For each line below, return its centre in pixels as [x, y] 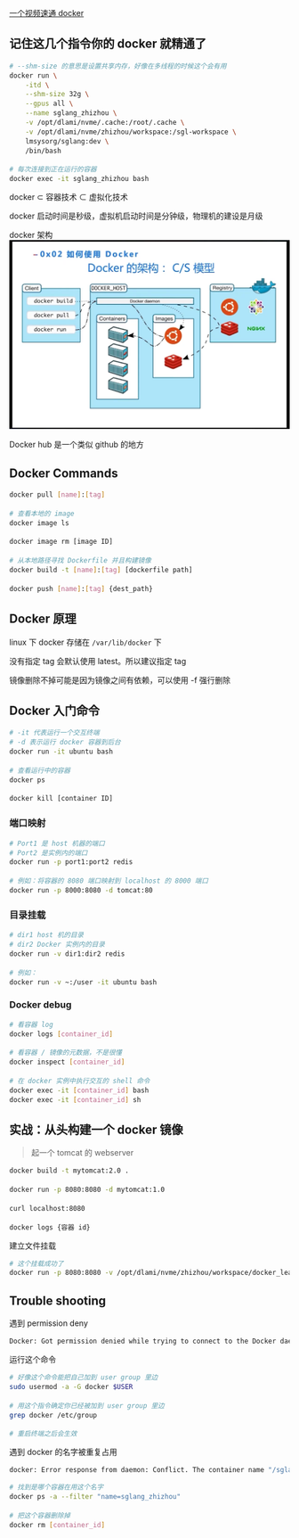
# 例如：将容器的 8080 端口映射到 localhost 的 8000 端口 [109, 881]
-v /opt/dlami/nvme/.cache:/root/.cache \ [105, 123]
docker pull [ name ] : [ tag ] [57, 495]
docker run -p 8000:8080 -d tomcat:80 [81, 891]
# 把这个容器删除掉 [40, 1515]
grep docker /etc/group [53, 1415]
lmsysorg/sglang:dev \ [67, 141]
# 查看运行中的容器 [40, 770]
